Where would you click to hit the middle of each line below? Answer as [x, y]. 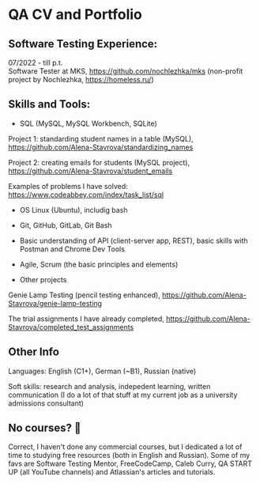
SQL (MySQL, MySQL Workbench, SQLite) [89, 123]
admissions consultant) [46, 403]
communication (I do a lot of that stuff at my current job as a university [123, 395]
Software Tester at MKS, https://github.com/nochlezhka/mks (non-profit [126, 71]
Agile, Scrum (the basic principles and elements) [99, 264]
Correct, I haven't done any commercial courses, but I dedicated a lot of [125, 447]
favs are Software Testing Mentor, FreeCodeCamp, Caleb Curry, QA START [130, 463]
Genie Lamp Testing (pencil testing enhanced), [84, 295]
